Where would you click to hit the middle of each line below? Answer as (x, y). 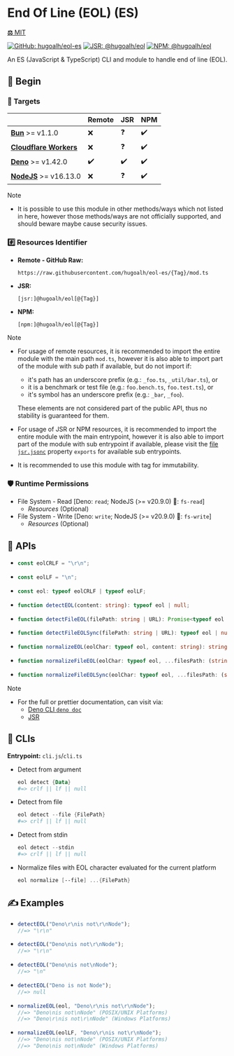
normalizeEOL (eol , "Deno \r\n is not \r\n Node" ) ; (86, 1006)
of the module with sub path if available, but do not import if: (104, 366)
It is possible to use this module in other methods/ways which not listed (120, 209)
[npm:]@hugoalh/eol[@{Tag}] (58, 324)
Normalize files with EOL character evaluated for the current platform (117, 868)
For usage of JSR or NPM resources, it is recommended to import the (117, 429)
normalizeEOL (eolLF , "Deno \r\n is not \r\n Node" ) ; (89, 1033)
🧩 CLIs (21, 739)
